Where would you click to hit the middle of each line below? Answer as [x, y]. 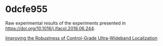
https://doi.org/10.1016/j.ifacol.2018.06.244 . [50, 28]
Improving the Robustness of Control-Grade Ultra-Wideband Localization [81, 38]
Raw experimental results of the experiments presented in [66, 23]
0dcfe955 [27, 9]
